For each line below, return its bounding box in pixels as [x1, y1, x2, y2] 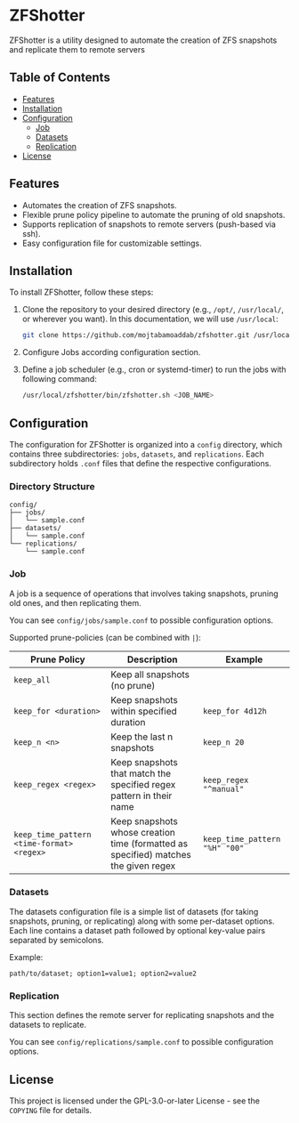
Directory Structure [9, 480, 95, 492]
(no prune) [110, 679, 156, 691]
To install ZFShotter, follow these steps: [9, 287, 154, 298]
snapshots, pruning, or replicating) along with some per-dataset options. [9, 916, 275, 926]
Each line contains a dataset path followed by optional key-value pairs [9, 925, 265, 935]
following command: [21, 374, 98, 384]
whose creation [110, 826, 175, 838]
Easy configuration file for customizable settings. [21, 238, 202, 248]
